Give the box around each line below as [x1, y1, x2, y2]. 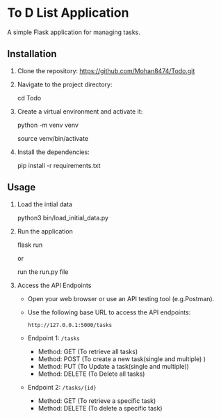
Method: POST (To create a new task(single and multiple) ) [38, 354, 206, 363]
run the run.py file [17, 267, 69, 276]
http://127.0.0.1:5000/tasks [27, 321, 113, 328]
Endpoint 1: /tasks [27, 333, 80, 342]
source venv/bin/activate [17, 134, 89, 142]
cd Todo [17, 93, 42, 102]
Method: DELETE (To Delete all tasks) [38, 370, 145, 378]
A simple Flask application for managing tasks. [7, 28, 140, 36]
